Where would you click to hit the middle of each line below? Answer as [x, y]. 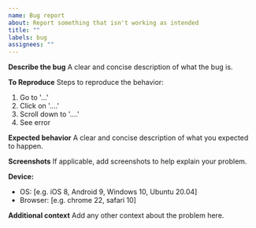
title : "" [24, 30]
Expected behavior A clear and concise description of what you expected [128, 138]
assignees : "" [32, 45]
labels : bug [28, 37]
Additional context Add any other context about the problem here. [116, 215]
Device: [21, 177]
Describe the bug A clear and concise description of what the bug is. [121, 67]
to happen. [26, 146]
